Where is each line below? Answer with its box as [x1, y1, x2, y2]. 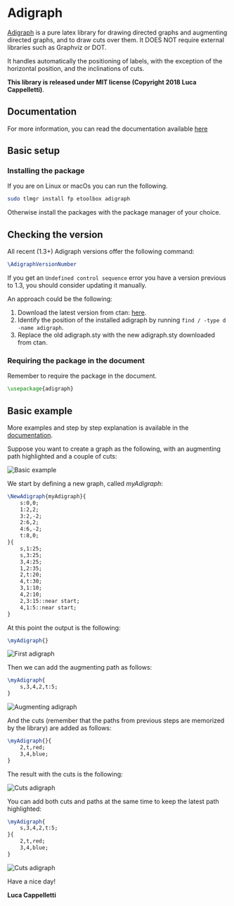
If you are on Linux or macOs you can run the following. [7, 181, 168, 191]
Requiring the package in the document [7, 355, 145, 365]
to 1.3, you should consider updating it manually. [7, 281, 147, 289]
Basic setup [7, 145, 60, 157]
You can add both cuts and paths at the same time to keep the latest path [7, 797, 219, 805]
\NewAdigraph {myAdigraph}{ [7, 492, 86, 500]
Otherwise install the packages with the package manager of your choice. [7, 208, 221, 217]
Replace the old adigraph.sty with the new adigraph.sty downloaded [17, 331, 216, 339]
